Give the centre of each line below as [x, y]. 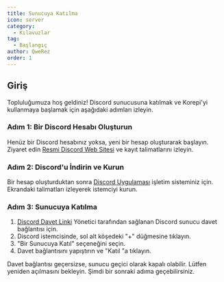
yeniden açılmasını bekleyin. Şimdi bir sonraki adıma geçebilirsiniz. [101, 272]
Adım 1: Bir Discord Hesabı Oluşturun [70, 127]
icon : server [26, 20]
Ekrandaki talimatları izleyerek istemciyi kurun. [72, 190]
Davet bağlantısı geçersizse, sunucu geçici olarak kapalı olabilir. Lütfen [107, 264]
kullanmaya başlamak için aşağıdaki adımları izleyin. [80, 110]
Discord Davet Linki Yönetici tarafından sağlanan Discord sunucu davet [117, 222]
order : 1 [20, 58]
